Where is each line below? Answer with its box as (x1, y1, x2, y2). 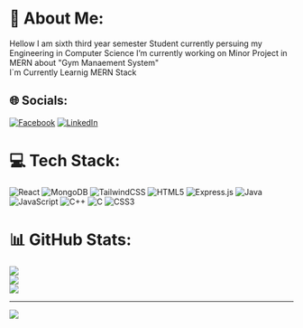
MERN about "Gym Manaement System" (9, 57, 160, 68)
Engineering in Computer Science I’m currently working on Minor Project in (9, 47, 288, 58)
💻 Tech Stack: (9, 150, 121, 171)
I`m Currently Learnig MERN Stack (9, 67, 137, 78)
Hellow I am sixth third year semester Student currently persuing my (9, 38, 263, 49)
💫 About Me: (9, 8, 105, 29)
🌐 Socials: (9, 93, 69, 108)
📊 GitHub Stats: (9, 230, 133, 249)
